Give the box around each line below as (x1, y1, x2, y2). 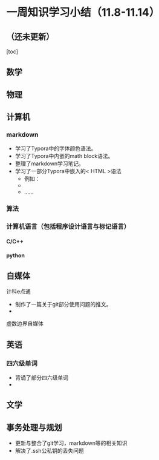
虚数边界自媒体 (6, 320, 44, 327)
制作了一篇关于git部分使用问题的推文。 (15, 301, 112, 308)
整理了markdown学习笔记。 (15, 160, 85, 167)
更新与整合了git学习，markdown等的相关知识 (15, 439, 128, 447)
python (6, 252, 25, 259)
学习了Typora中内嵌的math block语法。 (15, 153, 114, 160)
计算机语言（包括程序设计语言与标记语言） (6, 222, 131, 231)
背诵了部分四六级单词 (15, 374, 68, 381)
